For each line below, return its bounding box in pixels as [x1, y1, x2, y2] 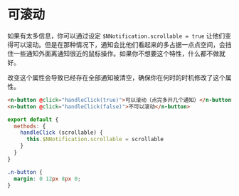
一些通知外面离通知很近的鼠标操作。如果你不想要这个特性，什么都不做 [13, 49, 219, 58]
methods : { [14, 123, 46, 130]
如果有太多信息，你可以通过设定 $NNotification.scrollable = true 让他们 [7, 31, 225, 40]
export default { [7, 115, 59, 123]
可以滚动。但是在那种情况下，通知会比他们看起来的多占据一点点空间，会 [13, 40, 225, 48]
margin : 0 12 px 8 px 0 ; [14, 175, 81, 182]
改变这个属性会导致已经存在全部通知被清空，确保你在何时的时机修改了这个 [7, 73, 225, 82]
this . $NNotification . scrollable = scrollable [26, 136, 164, 143]
